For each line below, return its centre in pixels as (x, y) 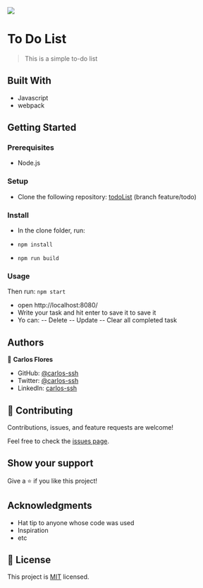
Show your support (50, 463)
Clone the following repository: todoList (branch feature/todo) (107, 196)
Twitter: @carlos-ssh (48, 381)
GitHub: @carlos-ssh (48, 373)
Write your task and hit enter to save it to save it (87, 313)
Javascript (33, 98)
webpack (31, 105)
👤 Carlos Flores (30, 360)
